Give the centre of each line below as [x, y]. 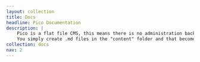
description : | [25, 28]
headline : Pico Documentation [44, 22]
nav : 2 [14, 50]
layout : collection [30, 12]
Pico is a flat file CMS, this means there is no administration [100, 34]
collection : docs [28, 45]
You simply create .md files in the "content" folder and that [97, 39]
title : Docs [21, 17]
